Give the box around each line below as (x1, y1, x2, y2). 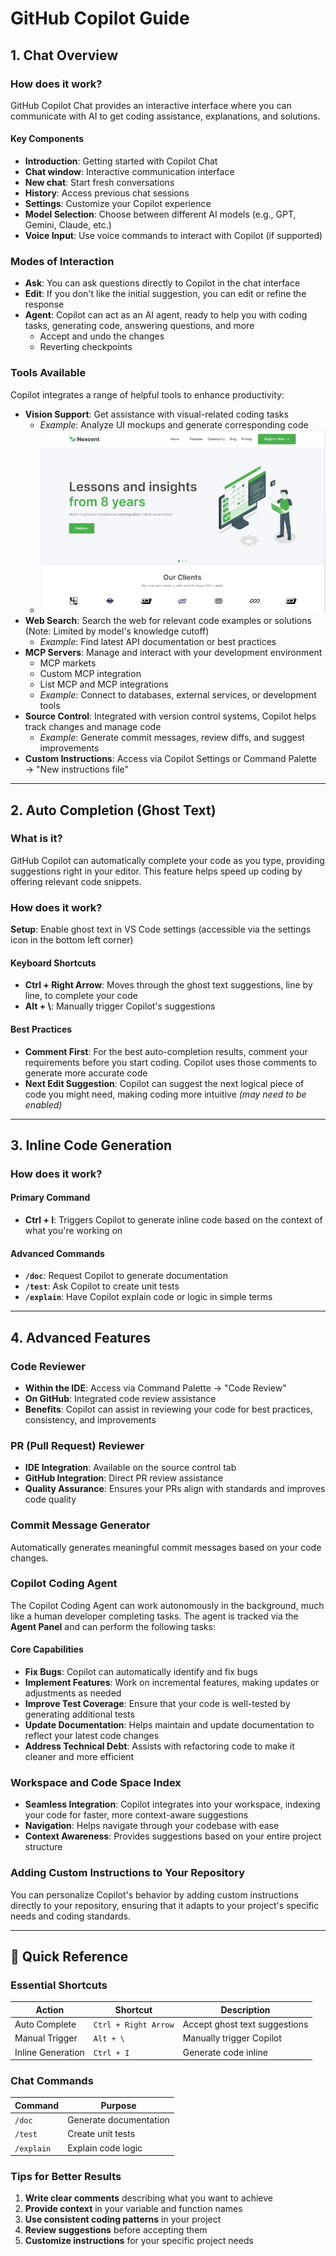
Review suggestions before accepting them (24, 2224, 208, 2236)
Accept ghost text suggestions (182, 2018, 309, 2031)
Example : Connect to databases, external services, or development (39, 689, 317, 701)
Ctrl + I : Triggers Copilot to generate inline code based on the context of (24, 1214, 323, 1226)
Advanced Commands (10, 1247, 105, 1259)
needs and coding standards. (10, 1910, 131, 1922)
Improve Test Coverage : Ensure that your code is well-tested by (24, 1698, 291, 1710)
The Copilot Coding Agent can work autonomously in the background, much (10, 1599, 325, 1611)
